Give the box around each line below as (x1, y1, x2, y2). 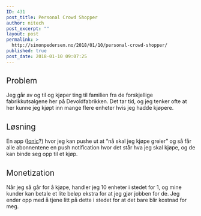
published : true (6, 48, 47, 54)
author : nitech (6, 20, 44, 26)
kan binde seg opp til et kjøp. (6, 151, 78, 158)
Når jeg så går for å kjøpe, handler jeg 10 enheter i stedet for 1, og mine (6, 184, 182, 191)
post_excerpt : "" (6, 25, 50, 32)
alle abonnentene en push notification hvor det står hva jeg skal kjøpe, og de (6, 144, 196, 151)
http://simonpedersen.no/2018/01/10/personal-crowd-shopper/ (11, 43, 168, 49)
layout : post (6, 31, 39, 37)
